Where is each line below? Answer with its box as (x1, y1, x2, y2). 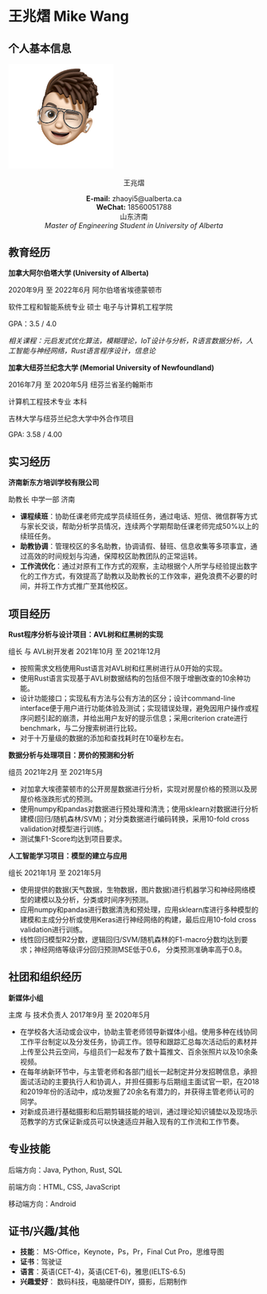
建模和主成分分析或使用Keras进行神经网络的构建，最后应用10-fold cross (19, 914, 257, 924)
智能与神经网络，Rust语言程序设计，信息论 (14, 346, 156, 356)
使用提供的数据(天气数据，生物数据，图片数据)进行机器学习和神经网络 (19, 885, 249, 894)
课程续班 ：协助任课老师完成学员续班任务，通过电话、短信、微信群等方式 (19, 511, 257, 521)
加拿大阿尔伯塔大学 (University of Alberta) (8, 268, 149, 278)
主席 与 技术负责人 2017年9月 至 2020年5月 (8, 1010, 151, 1020)
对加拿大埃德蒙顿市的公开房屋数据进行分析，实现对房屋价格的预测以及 (19, 783, 251, 794)
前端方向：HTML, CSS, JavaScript (8, 1182, 121, 1191)
